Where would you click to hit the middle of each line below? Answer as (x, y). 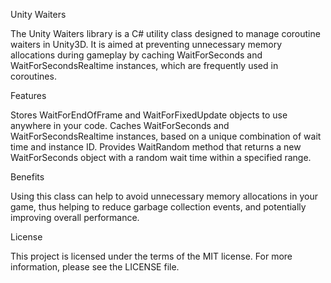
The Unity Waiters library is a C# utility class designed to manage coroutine (165, 33)
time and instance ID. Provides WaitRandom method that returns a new (156, 147)
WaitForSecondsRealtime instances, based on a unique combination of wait (166, 136)
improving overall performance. (75, 217)
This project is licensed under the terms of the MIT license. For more (151, 256)
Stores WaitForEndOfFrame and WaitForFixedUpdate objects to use (149, 115)
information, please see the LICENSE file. (95, 267)
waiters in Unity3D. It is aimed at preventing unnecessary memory (146, 44)
